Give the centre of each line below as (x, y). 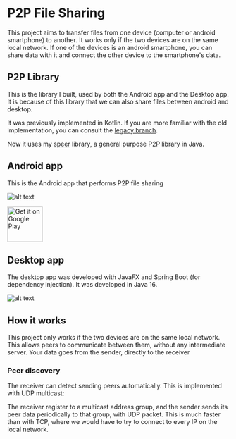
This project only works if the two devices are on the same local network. (114, 338)
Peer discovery (34, 371)
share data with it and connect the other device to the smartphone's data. (114, 55)
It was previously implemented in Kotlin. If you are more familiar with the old (117, 123)
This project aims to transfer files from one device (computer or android (112, 32)
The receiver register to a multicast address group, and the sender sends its (118, 407)
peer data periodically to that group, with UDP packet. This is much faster (114, 414)
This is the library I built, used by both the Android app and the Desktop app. (118, 94)
